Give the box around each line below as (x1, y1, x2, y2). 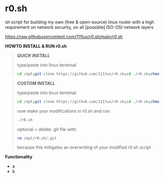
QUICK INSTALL (17, 52, 50, 59)
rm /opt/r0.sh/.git (17, 136, 57, 140)
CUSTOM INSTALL (17, 80, 55, 86)
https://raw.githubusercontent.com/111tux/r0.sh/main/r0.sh (5, 34, 123, 40)
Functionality (5, 154, 33, 160)
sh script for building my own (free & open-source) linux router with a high (5, 19, 155, 25)
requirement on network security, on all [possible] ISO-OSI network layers (5, 24, 154, 30)
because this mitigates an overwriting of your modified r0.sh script (17, 144, 151, 150)
